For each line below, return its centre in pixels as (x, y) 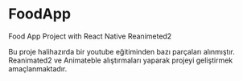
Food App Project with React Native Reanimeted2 (90, 36)
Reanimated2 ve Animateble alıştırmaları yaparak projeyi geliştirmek (121, 60)
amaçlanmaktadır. (38, 68)
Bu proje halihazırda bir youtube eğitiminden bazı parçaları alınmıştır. (121, 51)
